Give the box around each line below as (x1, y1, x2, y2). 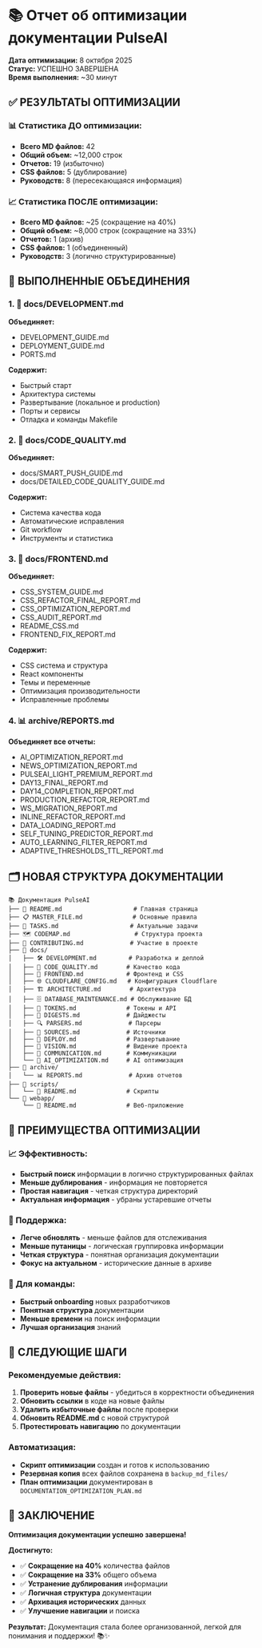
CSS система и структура (19, 660, 109, 670)
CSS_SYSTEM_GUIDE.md (19, 587, 104, 597)
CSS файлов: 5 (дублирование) (19, 167, 128, 176)
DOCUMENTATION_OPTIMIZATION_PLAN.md (19, 1487, 142, 1495)
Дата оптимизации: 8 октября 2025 (8, 55, 133, 65)
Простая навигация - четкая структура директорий (19, 1186, 198, 1195)
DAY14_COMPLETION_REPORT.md (19, 786, 134, 796)
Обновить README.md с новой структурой (19, 1413, 169, 1423)
